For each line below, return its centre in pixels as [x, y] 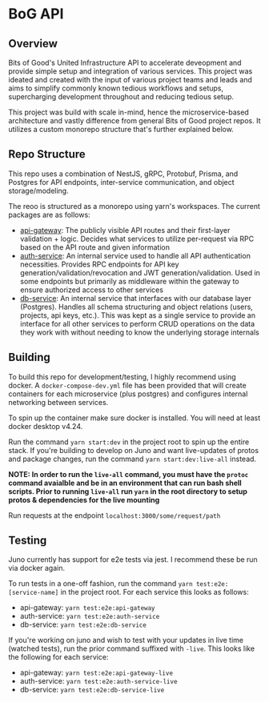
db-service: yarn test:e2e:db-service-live [92, 690]
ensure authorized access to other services [92, 290]
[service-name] [34, 593]
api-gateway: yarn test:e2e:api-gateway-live [96, 672]
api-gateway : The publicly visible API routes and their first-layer [125, 230]
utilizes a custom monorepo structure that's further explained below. [121, 129]
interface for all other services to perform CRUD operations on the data [137, 323]
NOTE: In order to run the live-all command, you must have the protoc [128, 474]
